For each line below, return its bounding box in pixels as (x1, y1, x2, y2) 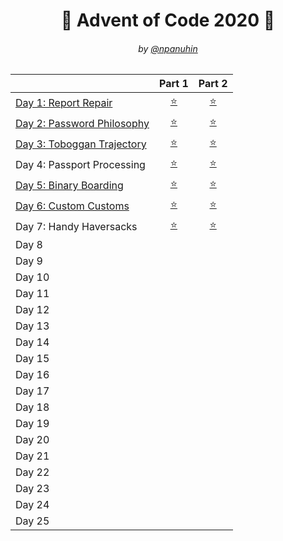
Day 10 (15, 270, 50, 284)
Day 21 (15, 449, 50, 463)
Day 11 (15, 287, 50, 301)
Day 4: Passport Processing (15, 157, 146, 171)
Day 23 (15, 482, 50, 496)
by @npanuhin (138, 42, 198, 54)
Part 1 (158, 77, 189, 91)
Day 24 (15, 498, 50, 512)
